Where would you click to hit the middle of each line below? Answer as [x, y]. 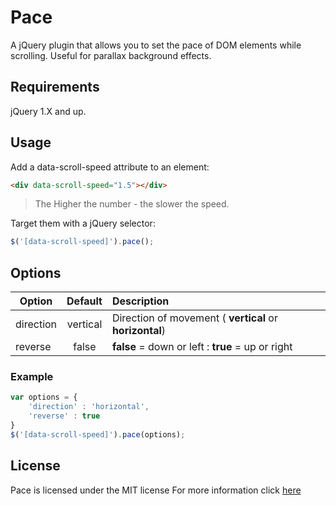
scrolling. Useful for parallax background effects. [111, 55]
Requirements [55, 87]
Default [84, 301]
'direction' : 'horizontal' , [89, 407]
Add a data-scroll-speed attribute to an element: [110, 167]
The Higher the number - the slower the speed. [132, 204]
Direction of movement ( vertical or [194, 318]
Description [140, 301]
